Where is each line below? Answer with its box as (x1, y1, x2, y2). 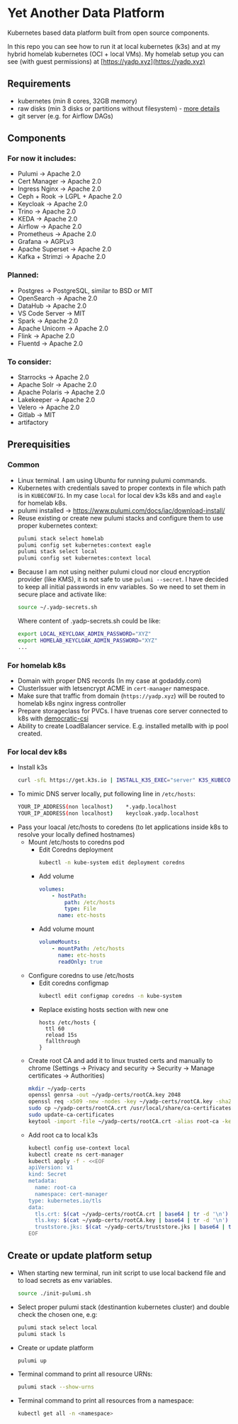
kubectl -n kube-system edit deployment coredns (38, 859, 186, 866)
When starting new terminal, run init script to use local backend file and (17, 1268, 227, 1277)
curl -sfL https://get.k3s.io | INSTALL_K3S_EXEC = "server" (17, 777, 196, 784)
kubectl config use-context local (28, 1144, 130, 1152)
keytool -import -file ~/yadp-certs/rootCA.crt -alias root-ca (28, 1118, 220, 1125)
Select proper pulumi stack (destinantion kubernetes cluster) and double (17, 1303, 230, 1311)
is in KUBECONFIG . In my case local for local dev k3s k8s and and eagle (17, 491, 222, 499)
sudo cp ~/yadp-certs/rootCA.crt (28, 1105, 127, 1112)
